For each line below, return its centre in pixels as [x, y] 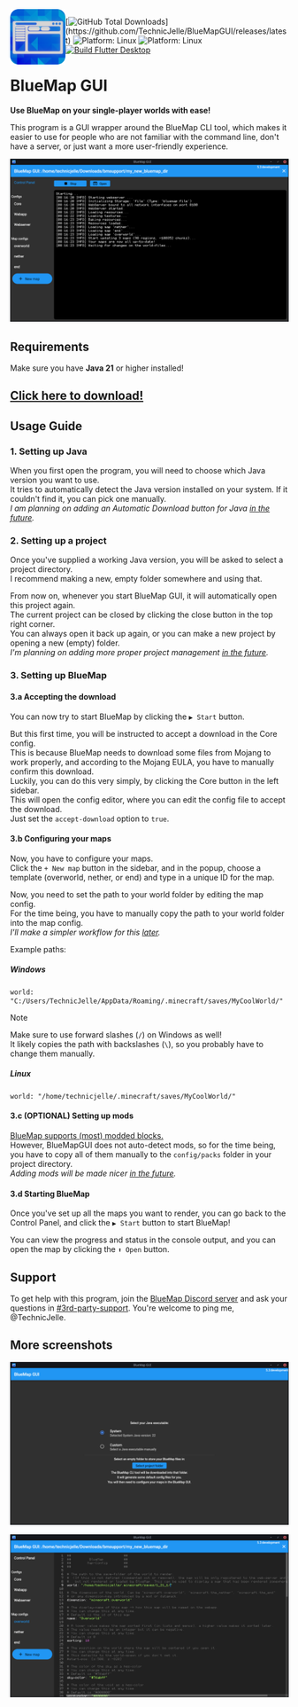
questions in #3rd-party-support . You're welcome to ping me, [122, 1308]
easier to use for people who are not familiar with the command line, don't [145, 137]
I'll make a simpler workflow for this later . [85, 932]
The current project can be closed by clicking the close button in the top [141, 615]
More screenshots [61, 1346]
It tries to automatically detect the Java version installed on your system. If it [149, 489]
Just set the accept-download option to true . [90, 818]
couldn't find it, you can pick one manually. [88, 499]
